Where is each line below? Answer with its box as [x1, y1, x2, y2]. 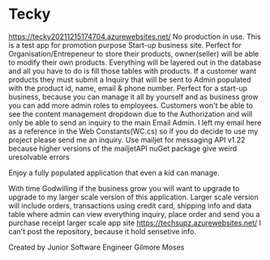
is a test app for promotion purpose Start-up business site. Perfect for [8, 40, 242, 49]
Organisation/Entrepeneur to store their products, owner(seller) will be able [8, 49, 259, 58]
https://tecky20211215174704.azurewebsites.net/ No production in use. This [8, 32, 261, 41]
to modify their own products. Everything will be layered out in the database [8, 58, 262, 67]
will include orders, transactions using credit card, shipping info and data [8, 200, 252, 211]
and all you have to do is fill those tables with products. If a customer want [8, 66, 257, 75]
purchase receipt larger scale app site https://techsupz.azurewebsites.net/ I [8, 218, 262, 228]
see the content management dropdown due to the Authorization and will [8, 109, 253, 118]
